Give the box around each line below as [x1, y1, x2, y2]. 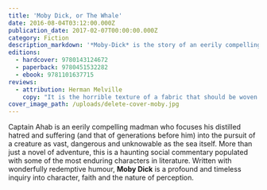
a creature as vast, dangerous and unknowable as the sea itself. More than [8, 139, 253, 149]
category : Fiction [8, 33, 69, 42]
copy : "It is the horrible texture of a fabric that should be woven [22, 93, 258, 101]
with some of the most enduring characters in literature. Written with [8, 156, 232, 165]
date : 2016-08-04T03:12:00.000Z [8, 19, 115, 27]
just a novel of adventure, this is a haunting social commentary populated [8, 148, 249, 157]
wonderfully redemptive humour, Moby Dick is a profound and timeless [8, 165, 242, 174]
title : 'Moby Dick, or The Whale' [8, 11, 123, 20]
